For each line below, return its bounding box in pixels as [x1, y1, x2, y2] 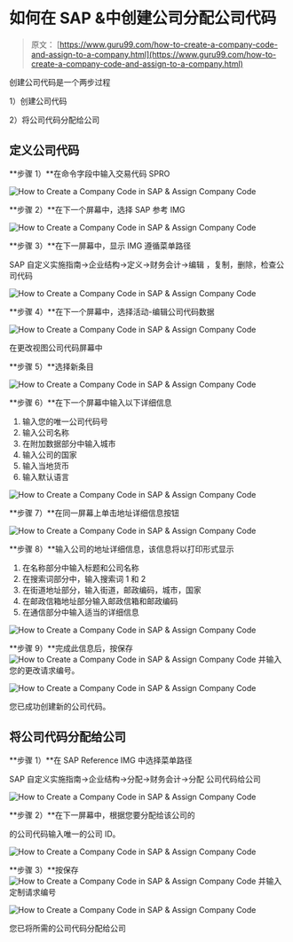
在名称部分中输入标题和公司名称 [21, 562, 139, 573]
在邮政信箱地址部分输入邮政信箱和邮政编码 [21, 595, 178, 606]
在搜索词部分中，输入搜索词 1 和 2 [21, 573, 146, 584]
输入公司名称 [21, 427, 69, 437]
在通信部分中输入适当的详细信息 [21, 607, 139, 617]
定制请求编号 [9, 886, 56, 897]
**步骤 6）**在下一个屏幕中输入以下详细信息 [9, 396, 172, 408]
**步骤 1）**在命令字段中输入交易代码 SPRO [9, 168, 170, 178]
